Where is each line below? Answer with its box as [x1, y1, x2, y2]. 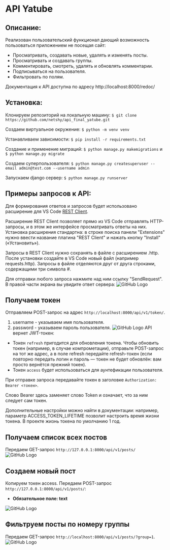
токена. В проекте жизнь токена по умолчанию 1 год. [5, 418, 121, 424]
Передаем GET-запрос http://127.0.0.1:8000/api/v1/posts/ [5, 447, 136, 453]
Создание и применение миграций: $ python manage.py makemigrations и [5, 146, 163, 152]
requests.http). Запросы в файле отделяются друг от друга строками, [5, 260, 156, 266]
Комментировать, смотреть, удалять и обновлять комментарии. [12, 63, 153, 69]
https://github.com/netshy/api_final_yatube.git [5, 117, 110, 122]
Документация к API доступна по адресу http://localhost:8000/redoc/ [5, 84, 155, 90]
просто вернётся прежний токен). [12, 362, 86, 368]
